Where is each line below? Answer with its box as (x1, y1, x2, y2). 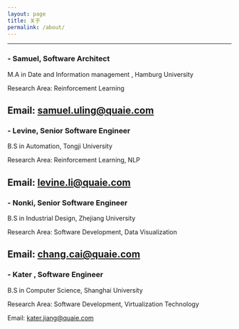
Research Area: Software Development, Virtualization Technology (7, 300, 199, 308)
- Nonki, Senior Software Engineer (7, 197, 128, 207)
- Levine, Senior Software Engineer (7, 125, 131, 135)
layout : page (7, 10, 46, 18)
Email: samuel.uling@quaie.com (7, 105, 154, 117)
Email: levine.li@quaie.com (7, 176, 132, 189)
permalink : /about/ (7, 23, 65, 31)
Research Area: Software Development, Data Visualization (7, 228, 178, 236)
